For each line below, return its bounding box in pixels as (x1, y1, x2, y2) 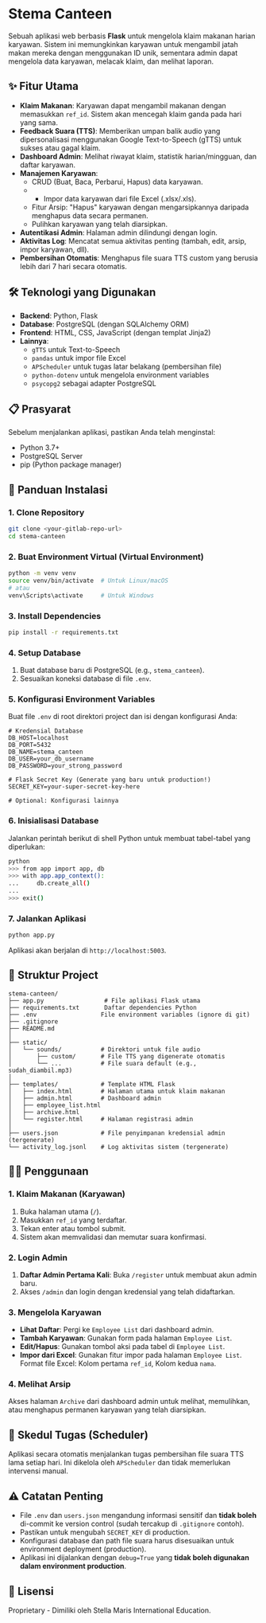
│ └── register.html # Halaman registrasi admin (8, 1115, 194, 1123)
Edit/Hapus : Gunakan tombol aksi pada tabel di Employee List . (19, 1342, 226, 1351)
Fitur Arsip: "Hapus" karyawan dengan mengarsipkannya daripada (31, 202, 249, 212)
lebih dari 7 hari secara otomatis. (19, 261, 127, 271)
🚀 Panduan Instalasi (8, 483, 108, 496)
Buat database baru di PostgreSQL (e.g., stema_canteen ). (19, 666, 205, 675)
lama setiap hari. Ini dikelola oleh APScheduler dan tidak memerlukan (8, 1458, 231, 1468)
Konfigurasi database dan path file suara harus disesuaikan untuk (19, 1536, 234, 1546)
